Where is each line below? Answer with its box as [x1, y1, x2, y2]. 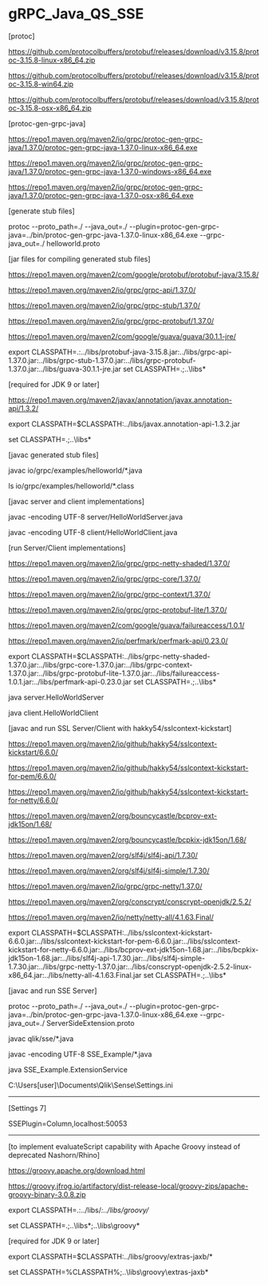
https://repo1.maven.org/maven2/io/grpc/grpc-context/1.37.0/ [8, 589, 211, 599]
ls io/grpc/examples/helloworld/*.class [8, 481, 135, 490]
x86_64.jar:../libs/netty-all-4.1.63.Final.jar [8, 970, 142, 980]
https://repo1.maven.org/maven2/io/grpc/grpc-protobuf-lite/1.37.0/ [8, 605, 227, 614]
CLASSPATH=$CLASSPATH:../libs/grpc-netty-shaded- [31, 651, 211, 660]
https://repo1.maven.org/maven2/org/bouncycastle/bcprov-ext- [8, 811, 218, 820]
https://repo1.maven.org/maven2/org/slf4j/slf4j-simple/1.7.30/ [8, 865, 210, 876]
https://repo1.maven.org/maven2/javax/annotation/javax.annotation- [8, 395, 233, 405]
